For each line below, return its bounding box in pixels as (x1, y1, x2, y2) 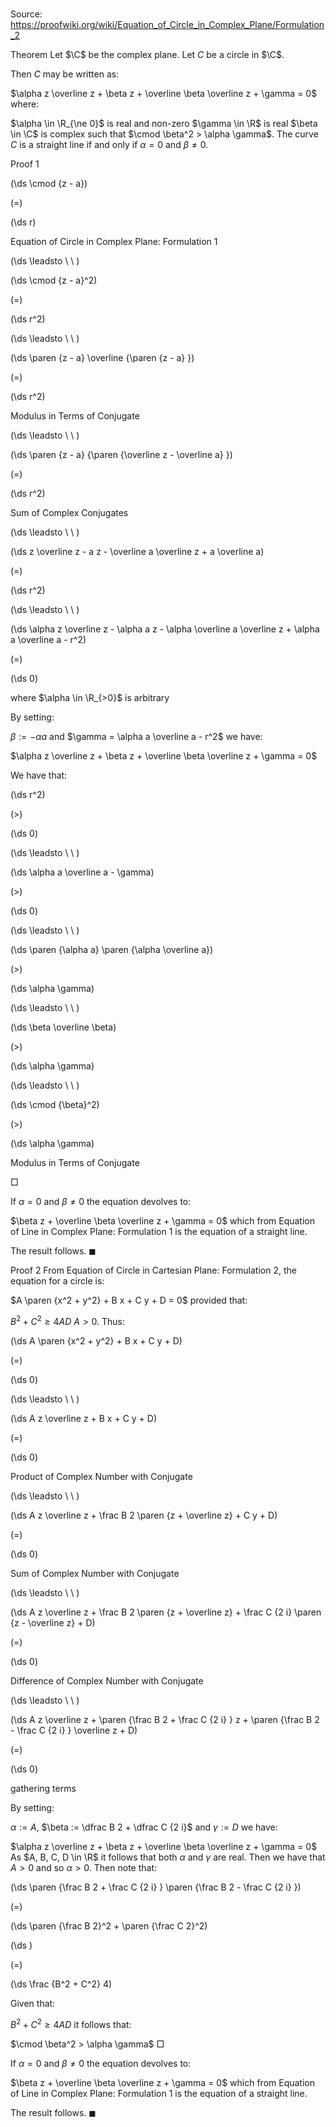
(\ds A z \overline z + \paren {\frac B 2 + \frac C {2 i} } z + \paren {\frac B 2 (10, 1713, 320, 1725)
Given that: (10, 1997, 56, 2009)
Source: (10, 8, 43, 20)
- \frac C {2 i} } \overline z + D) (10, 1724, 138, 1736)
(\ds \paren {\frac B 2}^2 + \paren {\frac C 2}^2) (10, 1919, 208, 1932)
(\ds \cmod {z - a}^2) (10, 274, 98, 287)
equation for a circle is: (10, 1275, 105, 1287)
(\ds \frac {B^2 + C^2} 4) (10, 1978, 113, 1990)
